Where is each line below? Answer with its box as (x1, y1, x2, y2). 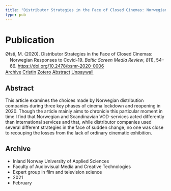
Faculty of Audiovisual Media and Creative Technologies (12, 163, 131, 170)
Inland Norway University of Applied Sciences (12, 158, 109, 164)
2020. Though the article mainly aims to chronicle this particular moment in (5, 108, 163, 114)
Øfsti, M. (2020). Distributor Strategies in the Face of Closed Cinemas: (5, 51, 153, 57)
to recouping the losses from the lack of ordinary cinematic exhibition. (5, 129, 153, 135)
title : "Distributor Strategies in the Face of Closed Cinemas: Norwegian (5, 7, 167, 13)
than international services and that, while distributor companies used (5, 119, 152, 125)
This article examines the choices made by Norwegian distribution (5, 97, 144, 103)
